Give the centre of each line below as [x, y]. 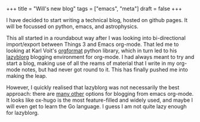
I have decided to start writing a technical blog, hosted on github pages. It [97, 20]
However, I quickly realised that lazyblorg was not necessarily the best [93, 87]
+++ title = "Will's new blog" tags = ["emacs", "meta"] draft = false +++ [94, 9]
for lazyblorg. [23, 113]
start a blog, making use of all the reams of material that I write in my [90, 63]
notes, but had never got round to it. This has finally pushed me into [105, 70]
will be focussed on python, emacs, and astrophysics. [72, 26]
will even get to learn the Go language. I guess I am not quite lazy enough [96, 106]
